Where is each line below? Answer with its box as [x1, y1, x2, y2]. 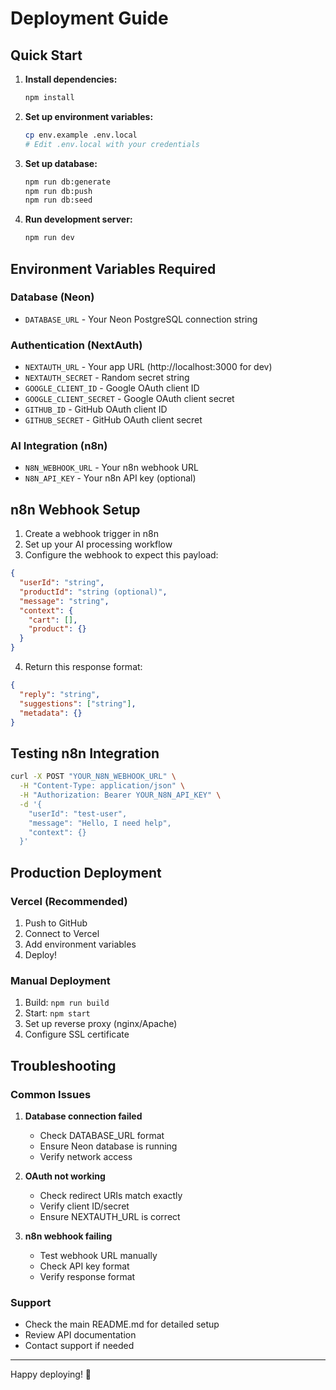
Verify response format [39, 1270, 136, 1282]
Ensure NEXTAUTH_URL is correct [39, 1210, 181, 1222]
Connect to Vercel [24, 927, 100, 939]
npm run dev [24, 233, 75, 243]
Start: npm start [24, 1007, 91, 1019]
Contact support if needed [24, 1340, 135, 1352]
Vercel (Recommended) [10, 894, 128, 908]
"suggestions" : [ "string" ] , [19, 698, 137, 709]
